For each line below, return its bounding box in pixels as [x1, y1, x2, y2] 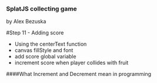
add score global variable [14, 53, 76, 60]
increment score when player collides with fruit [14, 59, 129, 66]
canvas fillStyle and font [14, 47, 74, 54]
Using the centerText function [14, 40, 87, 48]
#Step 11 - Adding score [6, 29, 64, 36]
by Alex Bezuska [6, 18, 46, 25]
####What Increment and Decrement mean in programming [6, 71, 152, 78]
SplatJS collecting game [6, 5, 78, 13]
